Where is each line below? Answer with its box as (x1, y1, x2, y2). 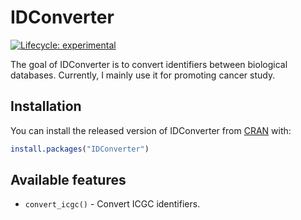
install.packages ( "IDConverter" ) (10, 144, 150, 154)
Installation (10, 98, 82, 115)
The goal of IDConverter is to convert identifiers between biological (10, 58, 288, 70)
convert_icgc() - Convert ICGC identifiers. (24, 198, 201, 210)
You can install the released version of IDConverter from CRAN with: (10, 124, 292, 136)
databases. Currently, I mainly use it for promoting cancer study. (10, 69, 276, 81)
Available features (10, 172, 127, 189)
